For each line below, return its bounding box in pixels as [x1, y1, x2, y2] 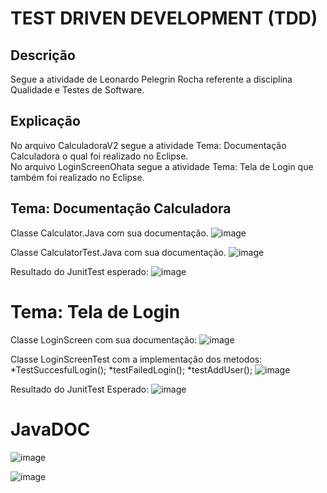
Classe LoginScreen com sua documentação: [10, 333, 198, 346]
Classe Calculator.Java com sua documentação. [10, 227, 209, 239]
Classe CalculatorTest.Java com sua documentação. [10, 246, 227, 258]
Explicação [10, 113, 81, 130]
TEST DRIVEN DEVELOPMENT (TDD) [10, 7, 318, 30]
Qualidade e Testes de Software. [10, 84, 145, 96]
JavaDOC [10, 418, 91, 441]
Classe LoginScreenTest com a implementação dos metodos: [10, 353, 263, 365]
